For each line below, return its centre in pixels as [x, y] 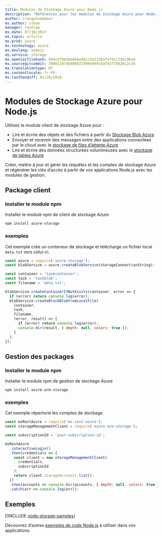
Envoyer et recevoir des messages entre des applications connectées [81, 139]
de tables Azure [28, 155]
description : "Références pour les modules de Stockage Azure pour [75, 14]
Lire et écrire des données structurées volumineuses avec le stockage [82, 150]
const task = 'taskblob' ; [31, 278]
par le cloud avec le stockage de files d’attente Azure [65, 145]
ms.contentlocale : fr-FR [30, 73]
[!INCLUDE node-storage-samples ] [40, 516]
